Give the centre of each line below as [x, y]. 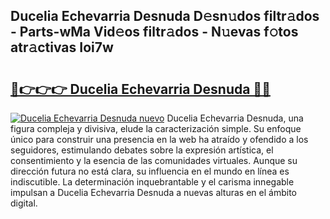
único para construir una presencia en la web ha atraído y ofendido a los [159, 139]
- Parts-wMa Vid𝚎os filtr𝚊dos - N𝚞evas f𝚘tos [154, 32]
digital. [24, 203]
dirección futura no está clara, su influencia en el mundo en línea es [150, 171]
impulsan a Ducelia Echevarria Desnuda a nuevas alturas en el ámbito [153, 192]
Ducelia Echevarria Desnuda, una [235, 118]
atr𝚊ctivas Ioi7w [62, 47]
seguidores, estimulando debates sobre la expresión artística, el [142, 150]
